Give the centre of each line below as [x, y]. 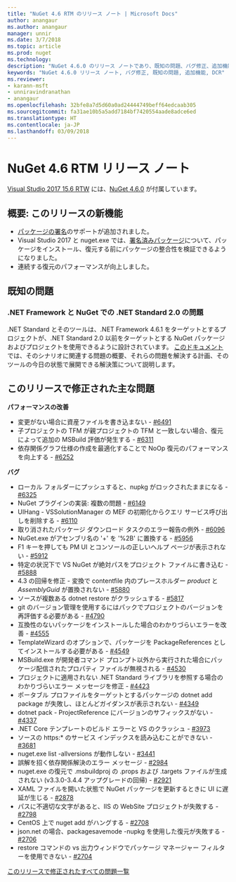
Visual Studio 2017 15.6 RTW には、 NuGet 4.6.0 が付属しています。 [104, 189]
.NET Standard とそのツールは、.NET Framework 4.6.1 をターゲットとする [113, 329]
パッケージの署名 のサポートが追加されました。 [85, 232]
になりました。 [39, 258]
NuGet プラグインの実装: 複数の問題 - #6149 [81, 503]
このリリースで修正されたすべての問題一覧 [68, 871]
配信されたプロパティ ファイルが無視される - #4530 [111, 669]
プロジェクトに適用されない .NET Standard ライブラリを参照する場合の [120, 677]
